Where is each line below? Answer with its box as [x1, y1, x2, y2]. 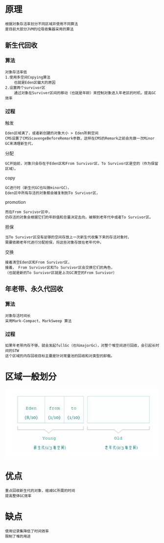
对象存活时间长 [5, 313, 31, 318]
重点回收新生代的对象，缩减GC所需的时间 [5, 489, 75, 493]
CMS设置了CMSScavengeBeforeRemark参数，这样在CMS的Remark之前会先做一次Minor [5, 136, 155, 141]
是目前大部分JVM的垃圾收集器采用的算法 [5, 27, 74, 31]
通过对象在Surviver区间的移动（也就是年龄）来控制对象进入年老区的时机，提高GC [14, 90, 156, 95]
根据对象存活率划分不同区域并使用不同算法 [5, 21, 78, 27]
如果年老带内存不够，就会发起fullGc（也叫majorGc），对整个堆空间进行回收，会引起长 [5, 343, 156, 348]
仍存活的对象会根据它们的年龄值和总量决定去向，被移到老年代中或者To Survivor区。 [5, 215, 153, 219]
